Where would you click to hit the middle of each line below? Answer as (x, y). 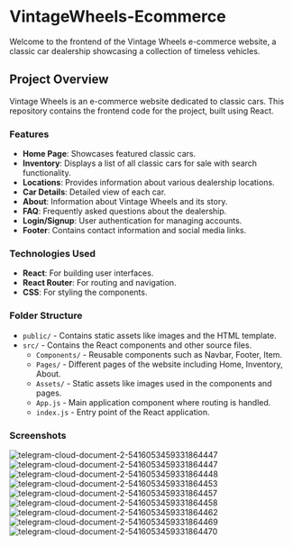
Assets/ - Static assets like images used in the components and (154, 383)
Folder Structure (46, 315)
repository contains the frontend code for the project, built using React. (142, 111)
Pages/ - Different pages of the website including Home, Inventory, (160, 364)
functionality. (46, 173)
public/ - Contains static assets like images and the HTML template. (149, 335)
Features (29, 134)
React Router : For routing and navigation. (100, 283)
